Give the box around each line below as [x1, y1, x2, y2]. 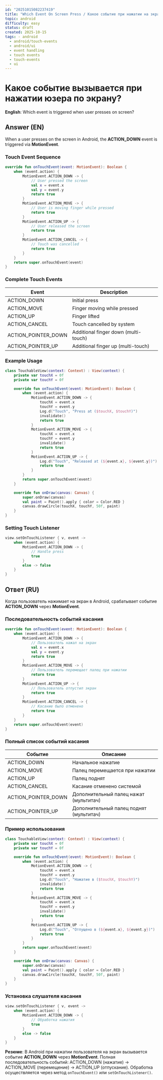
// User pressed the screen [31, 178, 88, 183]
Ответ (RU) [5, 585, 40, 593]
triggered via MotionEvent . [5, 141, 60, 147]
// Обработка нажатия [31, 1018, 75, 1022]
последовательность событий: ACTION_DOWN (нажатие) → [5, 1060, 130, 1065]
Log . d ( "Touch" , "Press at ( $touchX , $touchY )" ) [39, 408, 138, 414]
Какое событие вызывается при [5, 82, 142, 94]
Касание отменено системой [72, 783, 142, 790]
